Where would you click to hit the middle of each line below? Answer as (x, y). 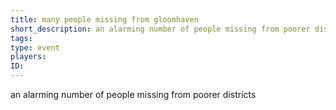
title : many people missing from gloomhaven (104, 19)
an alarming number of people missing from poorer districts (133, 94)
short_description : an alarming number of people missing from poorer (160, 29)
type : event (35, 47)
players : (28, 57)
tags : (21, 38)
